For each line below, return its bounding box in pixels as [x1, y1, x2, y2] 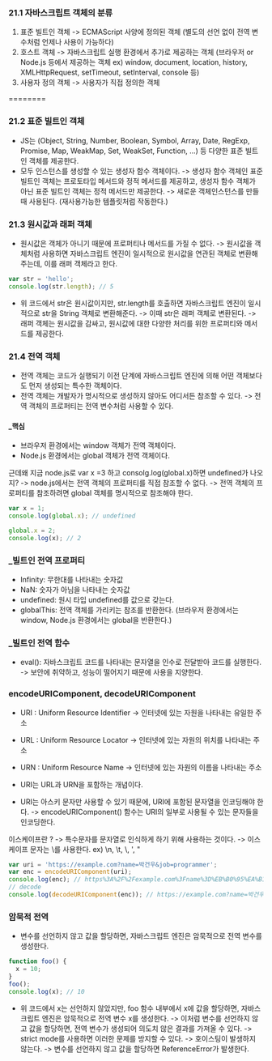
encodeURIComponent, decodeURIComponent [8, 688, 196, 700]
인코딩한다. [19, 816, 56, 827]
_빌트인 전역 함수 [8, 637, 70, 649]
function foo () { [8, 957, 67, 965]
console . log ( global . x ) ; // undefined [8, 512, 136, 520]
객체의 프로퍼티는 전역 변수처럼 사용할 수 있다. [28, 401, 174, 411]
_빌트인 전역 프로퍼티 [8, 555, 85, 566]
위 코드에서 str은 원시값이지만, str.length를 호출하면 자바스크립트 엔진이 [19, 298, 247, 308]
